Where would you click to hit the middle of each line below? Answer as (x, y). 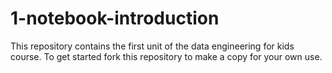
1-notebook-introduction (115, 18)
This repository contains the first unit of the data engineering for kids (152, 46)
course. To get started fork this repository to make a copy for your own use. (166, 56)
